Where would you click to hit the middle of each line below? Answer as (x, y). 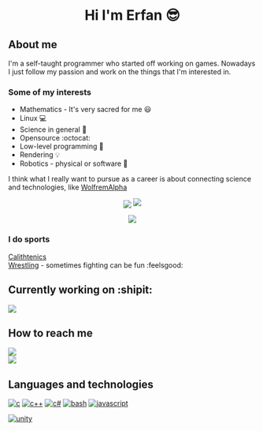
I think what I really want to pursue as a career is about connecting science (130, 179)
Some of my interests (50, 92)
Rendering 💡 (40, 155)
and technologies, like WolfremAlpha (68, 187)
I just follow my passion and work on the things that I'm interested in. (120, 72)
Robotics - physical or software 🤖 (74, 163)
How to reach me (50, 333)
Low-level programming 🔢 (61, 146)
